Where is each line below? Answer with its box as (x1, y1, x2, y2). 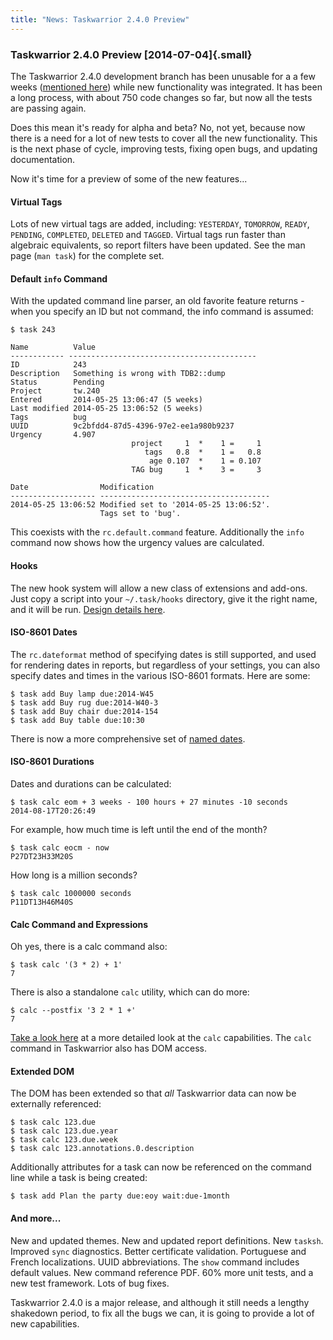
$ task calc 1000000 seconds (10, 888, 132, 898)
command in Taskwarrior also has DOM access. (10, 1042, 207, 1055)
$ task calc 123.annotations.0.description (10, 1144, 195, 1154)
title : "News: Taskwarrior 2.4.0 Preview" (10, 14, 190, 25)
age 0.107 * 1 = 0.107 (148, 456, 262, 466)
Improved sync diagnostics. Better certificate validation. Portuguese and (10, 1245, 307, 1257)
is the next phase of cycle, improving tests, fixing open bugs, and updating (10, 142, 318, 155)
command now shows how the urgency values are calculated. (10, 537, 265, 549)
